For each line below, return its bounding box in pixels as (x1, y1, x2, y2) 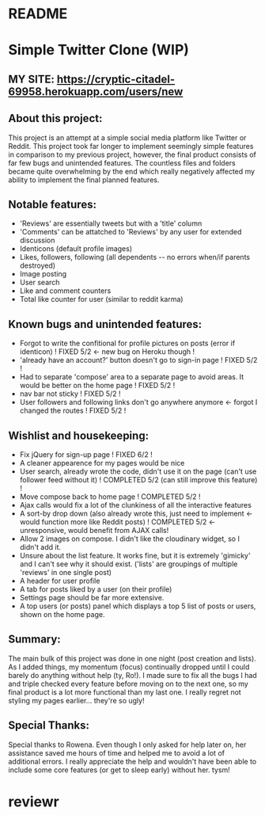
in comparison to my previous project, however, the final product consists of (8, 150, 257, 159)
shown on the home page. (19, 610, 105, 619)
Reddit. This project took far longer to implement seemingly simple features (8, 141, 254, 150)
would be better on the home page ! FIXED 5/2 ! (19, 381, 176, 390)
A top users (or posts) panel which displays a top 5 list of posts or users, (19, 601, 256, 611)
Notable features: (8, 197, 97, 211)
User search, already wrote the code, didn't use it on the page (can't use (19, 467, 257, 476)
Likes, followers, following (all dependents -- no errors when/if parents (19, 253, 251, 262)
